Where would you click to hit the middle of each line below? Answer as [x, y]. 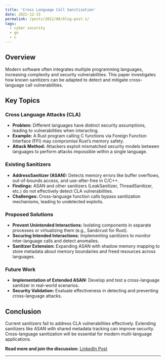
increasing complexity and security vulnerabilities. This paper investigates [81, 74]
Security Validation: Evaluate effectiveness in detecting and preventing [85, 291]
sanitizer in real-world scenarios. [46, 285]
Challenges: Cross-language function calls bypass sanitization [76, 196]
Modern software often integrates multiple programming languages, [74, 69]
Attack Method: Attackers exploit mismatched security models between [86, 146]
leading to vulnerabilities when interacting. [55, 131]
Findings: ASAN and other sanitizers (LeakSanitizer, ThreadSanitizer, [83, 185]
